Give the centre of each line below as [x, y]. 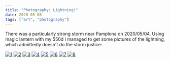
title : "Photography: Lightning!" [42, 10]
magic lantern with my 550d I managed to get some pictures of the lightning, [85, 39]
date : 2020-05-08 [24, 15]
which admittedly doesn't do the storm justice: [54, 45]
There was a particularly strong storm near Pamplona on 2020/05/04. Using [85, 34]
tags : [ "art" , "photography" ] [37, 19]
